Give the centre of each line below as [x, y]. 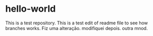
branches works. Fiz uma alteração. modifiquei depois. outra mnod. [76, 28]
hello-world [31, 9]
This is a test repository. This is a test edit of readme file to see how [77, 23]
